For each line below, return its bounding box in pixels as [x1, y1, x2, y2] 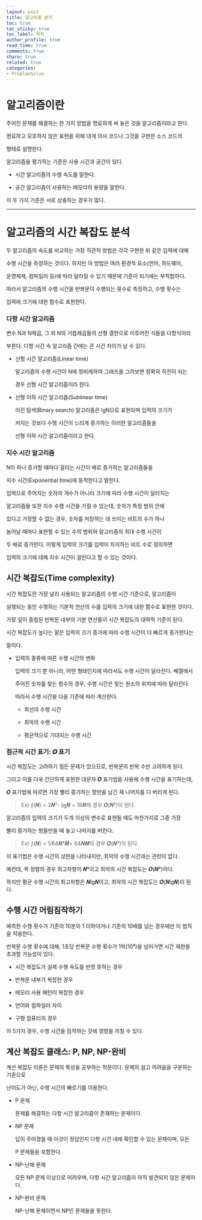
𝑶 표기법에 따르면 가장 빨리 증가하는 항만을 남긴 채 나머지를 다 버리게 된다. [6, 788, 180, 795]
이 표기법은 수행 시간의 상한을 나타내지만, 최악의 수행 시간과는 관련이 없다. [6, 852, 179, 859]
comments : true [6, 48, 44, 54]
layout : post [6, 8, 39, 15]
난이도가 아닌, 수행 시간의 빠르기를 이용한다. [6, 1084, 109, 1091]
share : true [6, 54, 36, 60]
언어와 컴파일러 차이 [14, 1001, 62, 1009]
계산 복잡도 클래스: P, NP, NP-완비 [6, 1047, 126, 1057]
